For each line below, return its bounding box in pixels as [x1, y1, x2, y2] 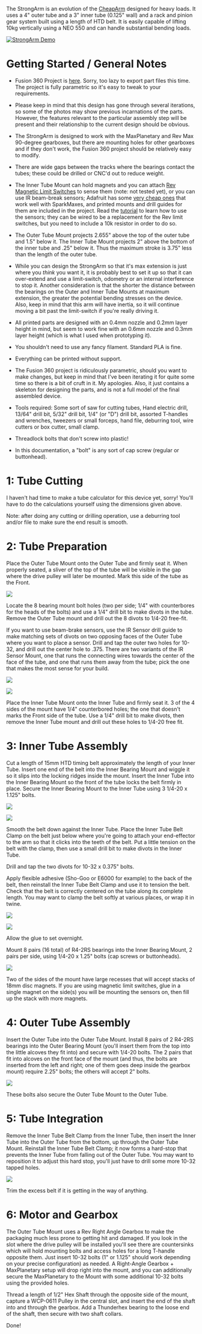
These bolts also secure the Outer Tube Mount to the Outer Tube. [6, 1090, 168, 1098]
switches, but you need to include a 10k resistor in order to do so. [14, 219, 177, 227]
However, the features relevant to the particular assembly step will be [14, 114, 187, 121]
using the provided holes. [6, 1279, 69, 1286]
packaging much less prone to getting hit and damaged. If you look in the [6, 1234, 188, 1241]
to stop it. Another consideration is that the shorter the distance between [14, 282, 195, 289]
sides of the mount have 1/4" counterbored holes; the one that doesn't [6, 705, 180, 713]
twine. [6, 900, 22, 907]
